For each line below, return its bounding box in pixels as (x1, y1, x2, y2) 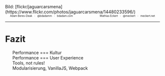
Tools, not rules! (12, 60, 45, 66)
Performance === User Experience (12, 55, 83, 60)
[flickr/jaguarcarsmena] (15, 4, 63, 9)
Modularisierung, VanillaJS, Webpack (12, 65, 88, 71)
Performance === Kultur (12, 50, 62, 56)
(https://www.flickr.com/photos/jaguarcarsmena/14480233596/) (5, 9, 136, 15)
